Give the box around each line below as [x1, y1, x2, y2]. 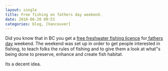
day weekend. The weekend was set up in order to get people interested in [5, 41, 160, 47]
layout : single [5, 7, 37, 13]
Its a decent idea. [5, 61, 41, 67]
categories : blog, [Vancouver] [5, 21, 71, 27]
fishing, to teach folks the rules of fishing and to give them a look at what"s [5, 46, 161, 52]
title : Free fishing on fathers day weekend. [5, 12, 102, 17]
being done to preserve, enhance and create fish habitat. [5, 51, 123, 57]
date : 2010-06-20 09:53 [5, 17, 55, 22]
